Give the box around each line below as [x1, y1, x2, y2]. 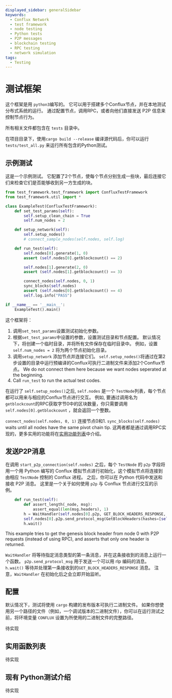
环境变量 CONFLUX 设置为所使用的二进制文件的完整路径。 [18, 615, 136, 621]
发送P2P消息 [5, 447, 46, 456]
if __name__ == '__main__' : [5, 302, 66, 307]
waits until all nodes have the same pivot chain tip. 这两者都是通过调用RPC [5, 424, 162, 430]
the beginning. [12, 372, 44, 378]
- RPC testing [10, 46, 40, 51]
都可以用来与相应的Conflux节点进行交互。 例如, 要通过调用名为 [5, 394, 138, 400]
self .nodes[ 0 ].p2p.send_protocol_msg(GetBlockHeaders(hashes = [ [24, 516, 161, 522]
